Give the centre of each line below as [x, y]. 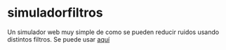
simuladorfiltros [55, 13]
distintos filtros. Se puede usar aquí [59, 39]
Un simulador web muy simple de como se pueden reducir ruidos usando [113, 32]
